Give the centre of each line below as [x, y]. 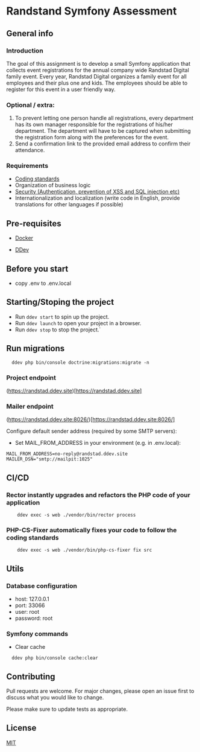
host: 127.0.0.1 [32, 599]
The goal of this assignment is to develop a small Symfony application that [98, 63]
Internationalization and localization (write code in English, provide [97, 198]
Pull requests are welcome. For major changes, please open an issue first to [100, 691]
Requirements [27, 166]
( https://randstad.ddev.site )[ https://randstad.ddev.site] [74, 391]
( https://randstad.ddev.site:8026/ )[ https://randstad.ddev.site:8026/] [91, 419]
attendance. [30, 150]
